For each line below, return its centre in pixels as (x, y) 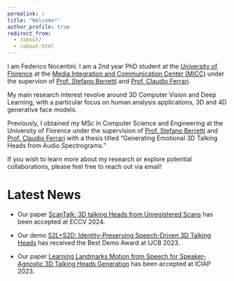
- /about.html (34, 46)
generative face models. (42, 110)
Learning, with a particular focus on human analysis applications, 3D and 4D (117, 102)
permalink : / (26, 14)
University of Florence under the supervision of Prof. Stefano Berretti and (113, 131)
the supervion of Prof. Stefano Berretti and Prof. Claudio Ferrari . (99, 81)
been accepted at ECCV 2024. (61, 221)
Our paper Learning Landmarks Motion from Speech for (97, 256)
